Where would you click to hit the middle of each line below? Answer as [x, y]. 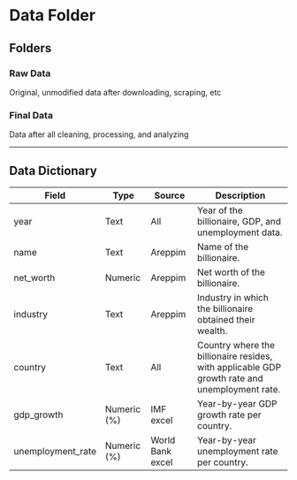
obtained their [226, 319]
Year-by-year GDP [237, 403]
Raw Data [30, 73]
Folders [30, 48]
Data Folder [52, 15]
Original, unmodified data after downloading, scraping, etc [115, 92]
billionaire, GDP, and [239, 221]
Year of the [220, 210]
